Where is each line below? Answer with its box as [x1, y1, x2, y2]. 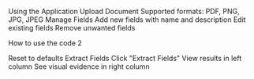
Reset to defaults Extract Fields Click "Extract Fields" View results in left [8, 54, 242, 63]
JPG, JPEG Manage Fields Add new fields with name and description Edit [8, 15, 246, 24]
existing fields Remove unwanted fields [8, 23, 136, 32]
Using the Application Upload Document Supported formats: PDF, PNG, [8, 7, 241, 16]
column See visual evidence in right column [8, 62, 150, 71]
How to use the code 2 [8, 38, 83, 48]
